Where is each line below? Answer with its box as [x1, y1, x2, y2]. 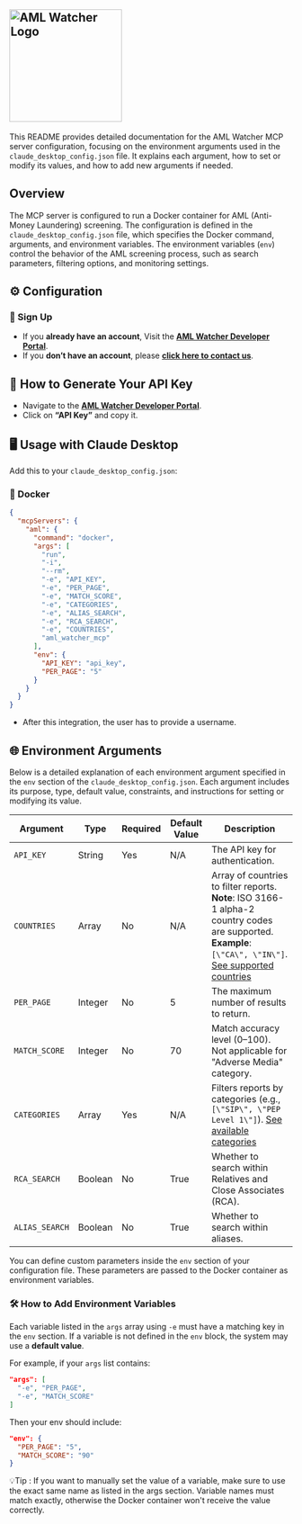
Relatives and [210, 1173, 269, 1186]
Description [224, 822, 276, 835]
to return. [210, 1008, 251, 1020]
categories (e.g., [210, 1093, 281, 1106]
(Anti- [251, 210, 272, 220]
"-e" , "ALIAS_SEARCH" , [41, 608, 127, 617]
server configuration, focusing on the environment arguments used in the [9, 140, 281, 151]
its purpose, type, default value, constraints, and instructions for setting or [9, 786, 285, 797]
